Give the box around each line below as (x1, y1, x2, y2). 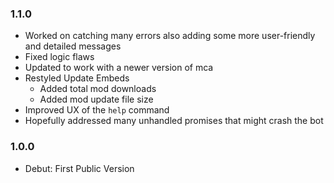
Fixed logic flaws (24, 51, 95, 63)
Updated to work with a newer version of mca (24, 62, 214, 74)
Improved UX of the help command (24, 104, 170, 116)
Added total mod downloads (39, 83, 157, 95)
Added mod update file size (39, 93, 154, 106)
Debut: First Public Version (24, 162, 135, 174)
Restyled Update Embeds (24, 72, 130, 84)
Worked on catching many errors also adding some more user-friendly (24, 30, 316, 42)
